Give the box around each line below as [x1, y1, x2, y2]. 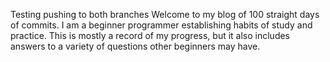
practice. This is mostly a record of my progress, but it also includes [10, 30, 291, 41]
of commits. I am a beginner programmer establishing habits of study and [10, 19, 313, 31]
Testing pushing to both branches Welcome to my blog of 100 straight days [10, 9, 320, 20]
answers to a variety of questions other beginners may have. [10, 40, 261, 52]
